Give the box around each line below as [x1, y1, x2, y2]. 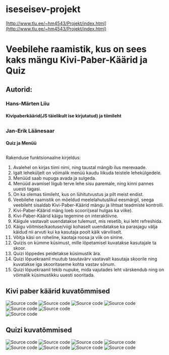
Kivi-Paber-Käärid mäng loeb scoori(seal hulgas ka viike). [13, 208, 133, 214]
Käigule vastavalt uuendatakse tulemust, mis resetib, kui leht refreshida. [13, 218, 163, 224]
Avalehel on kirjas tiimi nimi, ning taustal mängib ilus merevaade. [13, 165, 147, 171]
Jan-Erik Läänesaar [6, 128, 55, 135]
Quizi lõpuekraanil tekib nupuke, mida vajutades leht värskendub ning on [13, 267, 164, 273]
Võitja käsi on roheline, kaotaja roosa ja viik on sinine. [13, 234, 124, 241]
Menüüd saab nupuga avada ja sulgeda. [13, 175, 96, 181]
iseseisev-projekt [6, 4, 81, 15]
